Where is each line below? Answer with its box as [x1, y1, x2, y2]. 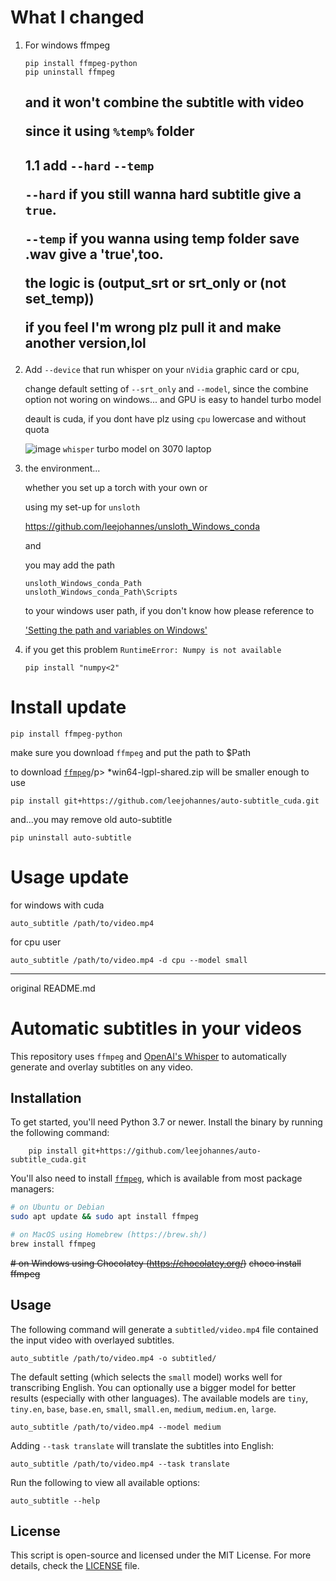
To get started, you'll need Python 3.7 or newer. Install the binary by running [10, 1116, 323, 1128]
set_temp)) [24, 290, 95, 307]
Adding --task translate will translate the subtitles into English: [10, 1439, 275, 1451]
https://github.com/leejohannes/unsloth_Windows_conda [24, 520, 260, 532]
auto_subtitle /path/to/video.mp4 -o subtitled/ [10, 1353, 217, 1363]
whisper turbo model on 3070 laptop [63, 442, 212, 455]
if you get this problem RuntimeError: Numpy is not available [24, 643, 282, 655]
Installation [10, 1089, 82, 1106]
